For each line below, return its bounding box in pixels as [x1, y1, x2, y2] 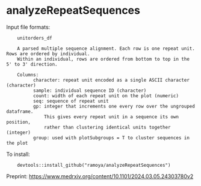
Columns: [17, 71, 39, 78]
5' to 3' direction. [6, 61, 58, 67]
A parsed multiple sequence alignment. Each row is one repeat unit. [17, 46, 196, 52]
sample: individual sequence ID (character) [32, 88, 147, 94]
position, [6, 119, 31, 125]
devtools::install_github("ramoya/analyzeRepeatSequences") [17, 162, 171, 168]
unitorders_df [17, 35, 52, 41]
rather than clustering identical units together [44, 124, 171, 130]
